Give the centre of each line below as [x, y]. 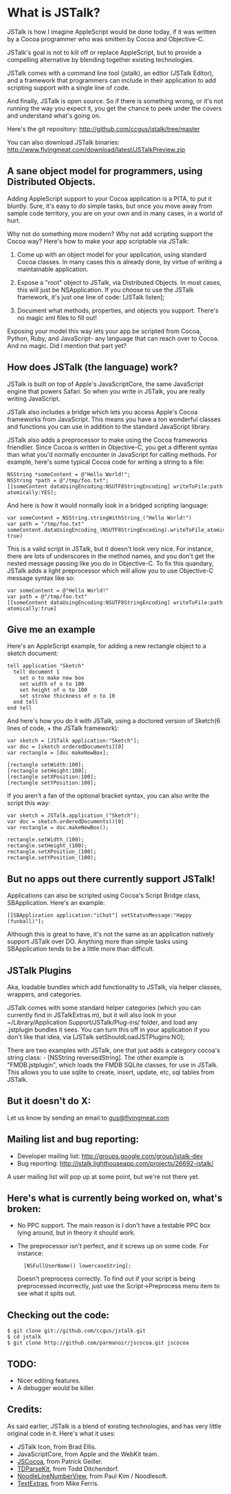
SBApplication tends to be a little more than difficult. [81, 949]
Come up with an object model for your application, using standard [112, 254]
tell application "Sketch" [46, 666]
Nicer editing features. [49, 1380]
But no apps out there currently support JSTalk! [111, 879]
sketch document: [33, 653]
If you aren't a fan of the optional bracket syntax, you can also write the [108, 796]
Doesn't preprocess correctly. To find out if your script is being [106, 1279]
